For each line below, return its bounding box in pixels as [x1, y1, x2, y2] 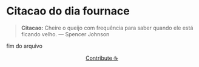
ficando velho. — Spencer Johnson [21, 30, 110, 37]
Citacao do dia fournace [6, 4, 130, 18]
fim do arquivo [6, 42, 42, 49]
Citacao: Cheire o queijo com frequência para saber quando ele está [21, 24, 194, 31]
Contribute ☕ [86, 54, 118, 62]
